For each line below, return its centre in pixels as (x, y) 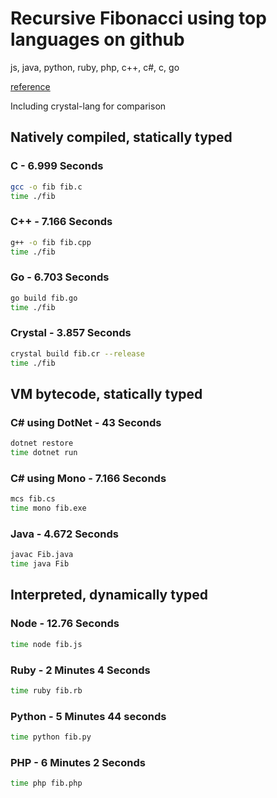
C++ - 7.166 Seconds (61, 222)
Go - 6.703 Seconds (60, 277)
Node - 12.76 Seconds (65, 624)
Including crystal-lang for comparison (88, 106)
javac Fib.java (42, 555)
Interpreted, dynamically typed (109, 595)
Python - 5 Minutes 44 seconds (88, 716)
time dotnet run (44, 453)
